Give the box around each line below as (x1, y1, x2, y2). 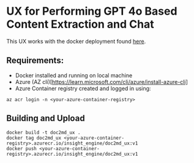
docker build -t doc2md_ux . (6, 129, 81, 135)
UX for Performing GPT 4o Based (6, 4, 177, 18)
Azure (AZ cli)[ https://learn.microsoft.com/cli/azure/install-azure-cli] (15, 78, 188, 85)
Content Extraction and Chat (6, 17, 154, 31)
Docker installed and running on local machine (15, 72, 133, 79)
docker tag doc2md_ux (6, 135, 62, 141)
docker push (6, 145, 37, 151)
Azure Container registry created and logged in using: (15, 85, 151, 92)
